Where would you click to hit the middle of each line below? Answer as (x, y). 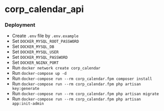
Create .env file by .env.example (45, 36)
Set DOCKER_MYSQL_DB (33, 47)
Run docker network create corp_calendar (56, 68)
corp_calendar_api (44, 9)
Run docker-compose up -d (39, 73)
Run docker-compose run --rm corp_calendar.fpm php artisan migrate (85, 93)
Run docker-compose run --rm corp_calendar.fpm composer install (82, 78)
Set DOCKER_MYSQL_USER (35, 52)
